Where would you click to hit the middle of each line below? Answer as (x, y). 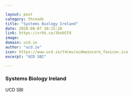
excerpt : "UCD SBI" (26, 57)
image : (12, 38)
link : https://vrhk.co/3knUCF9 (38, 33)
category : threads (25, 19)
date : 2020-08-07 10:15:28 (34, 28)
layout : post (19, 14)
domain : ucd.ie (21, 43)
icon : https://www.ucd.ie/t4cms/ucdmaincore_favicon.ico (67, 52)
